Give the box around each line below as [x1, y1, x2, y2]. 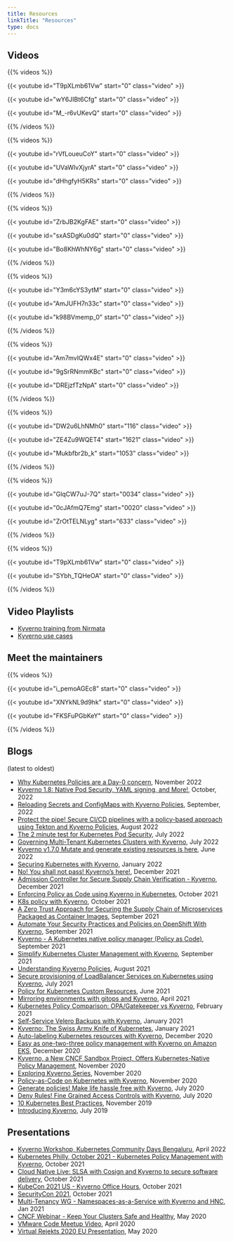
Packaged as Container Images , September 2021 [17, 912, 159, 920]
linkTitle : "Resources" [7, 17, 77, 24]
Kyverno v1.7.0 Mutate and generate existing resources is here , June [17, 844, 215, 854]
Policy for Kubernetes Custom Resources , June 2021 [17, 986, 171, 995]
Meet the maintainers [7, 652, 103, 664]
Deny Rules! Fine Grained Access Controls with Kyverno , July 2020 [17, 1091, 213, 1099]
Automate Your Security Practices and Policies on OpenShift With [17, 920, 207, 928]
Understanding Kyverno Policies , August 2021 [17, 964, 151, 973]
